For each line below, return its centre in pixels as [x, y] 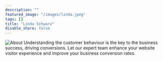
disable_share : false [28, 28]
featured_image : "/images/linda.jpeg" [45, 14]
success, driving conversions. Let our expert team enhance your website [80, 48]
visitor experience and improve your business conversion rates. [70, 53]
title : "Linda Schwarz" [30, 24]
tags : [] [14, 19]
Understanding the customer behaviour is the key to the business [91, 42]
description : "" [22, 10]
